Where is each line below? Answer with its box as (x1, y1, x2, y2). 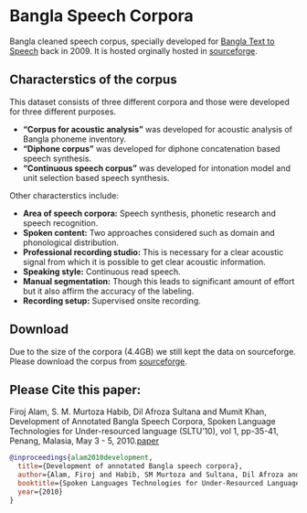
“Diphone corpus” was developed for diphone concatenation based (22, 143, 281, 154)
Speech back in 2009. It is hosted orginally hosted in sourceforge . (9, 45, 258, 56)
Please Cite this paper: (9, 381, 142, 398)
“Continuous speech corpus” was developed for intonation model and (22, 162, 291, 174)
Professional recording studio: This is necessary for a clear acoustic (22, 246, 284, 257)
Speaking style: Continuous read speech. (22, 266, 181, 277)
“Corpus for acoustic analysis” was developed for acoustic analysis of (22, 123, 292, 134)
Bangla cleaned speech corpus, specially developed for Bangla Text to (9, 36, 275, 47)
